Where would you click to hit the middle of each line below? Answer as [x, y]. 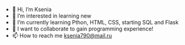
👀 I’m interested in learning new [51, 16]
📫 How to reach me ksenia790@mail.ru [62, 36]
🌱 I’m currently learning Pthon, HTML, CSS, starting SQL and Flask [95, 22]
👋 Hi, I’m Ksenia [32, 9]
